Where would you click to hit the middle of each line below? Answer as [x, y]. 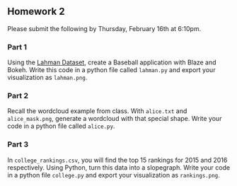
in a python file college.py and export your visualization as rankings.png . [114, 175]
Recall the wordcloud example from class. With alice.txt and [97, 111]
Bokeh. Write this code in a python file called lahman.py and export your [111, 70]
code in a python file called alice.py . [61, 126]
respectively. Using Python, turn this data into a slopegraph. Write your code [119, 167]
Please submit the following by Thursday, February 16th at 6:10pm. [104, 28]
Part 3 [18, 144]
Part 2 [18, 96]
